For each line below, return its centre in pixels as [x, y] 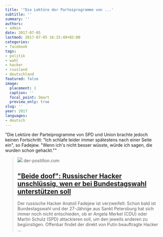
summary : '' [17, 19]
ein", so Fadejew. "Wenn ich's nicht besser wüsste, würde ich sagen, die [79, 145]
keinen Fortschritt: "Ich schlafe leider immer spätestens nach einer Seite [79, 140]
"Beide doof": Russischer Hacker [69, 176]
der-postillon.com [42, 160]
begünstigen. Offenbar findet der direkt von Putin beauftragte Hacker [87, 225]
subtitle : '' [19, 14]
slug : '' [14, 107]
